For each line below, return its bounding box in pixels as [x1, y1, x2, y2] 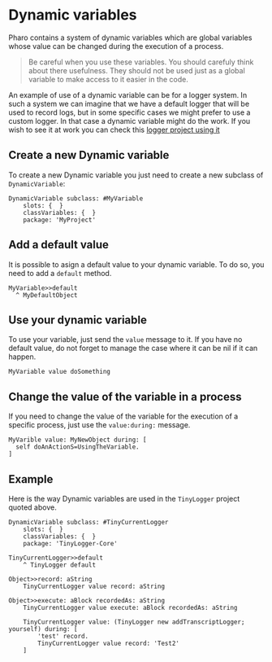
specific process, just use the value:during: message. [8, 420, 191, 430]
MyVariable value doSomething [8, 368, 111, 376]
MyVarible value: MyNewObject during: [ [8, 436, 148, 445]
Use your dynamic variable [8, 313, 148, 327]
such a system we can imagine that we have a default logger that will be [8, 99, 250, 108]
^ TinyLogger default [23, 561, 96, 569]
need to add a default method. [8, 268, 112, 278]
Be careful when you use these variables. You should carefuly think [28, 57, 254, 67]
